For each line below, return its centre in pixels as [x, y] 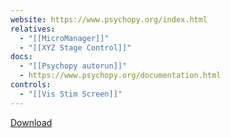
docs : [21, 57]
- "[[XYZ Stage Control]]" [75, 47]
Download [31, 122]
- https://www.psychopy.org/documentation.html [120, 76]
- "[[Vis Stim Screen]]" [71, 94]
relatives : [33, 29]
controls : [31, 85]
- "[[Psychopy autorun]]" [73, 66]
